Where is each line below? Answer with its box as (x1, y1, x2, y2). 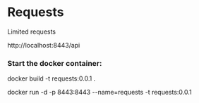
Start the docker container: (7, 58, 102, 68)
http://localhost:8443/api (7, 41, 80, 49)
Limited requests (7, 27, 56, 36)
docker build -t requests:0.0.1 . (7, 74, 96, 83)
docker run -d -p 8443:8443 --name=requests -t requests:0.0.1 (7, 88, 192, 97)
